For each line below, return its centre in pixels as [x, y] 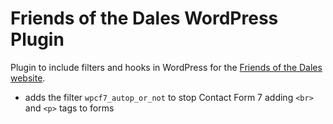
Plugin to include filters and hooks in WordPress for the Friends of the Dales [166, 67]
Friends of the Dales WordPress [144, 18]
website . [28, 78]
